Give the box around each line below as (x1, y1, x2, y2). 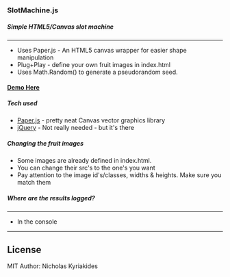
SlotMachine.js (7, 5, 59, 15)
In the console (16, 217, 57, 226)
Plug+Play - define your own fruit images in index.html (16, 60, 171, 68)
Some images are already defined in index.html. (16, 157, 152, 165)
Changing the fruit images (7, 140, 84, 148)
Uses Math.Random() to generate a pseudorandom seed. (16, 68, 178, 76)
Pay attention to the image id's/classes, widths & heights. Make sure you (16, 171, 222, 179)
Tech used (7, 99, 38, 107)
